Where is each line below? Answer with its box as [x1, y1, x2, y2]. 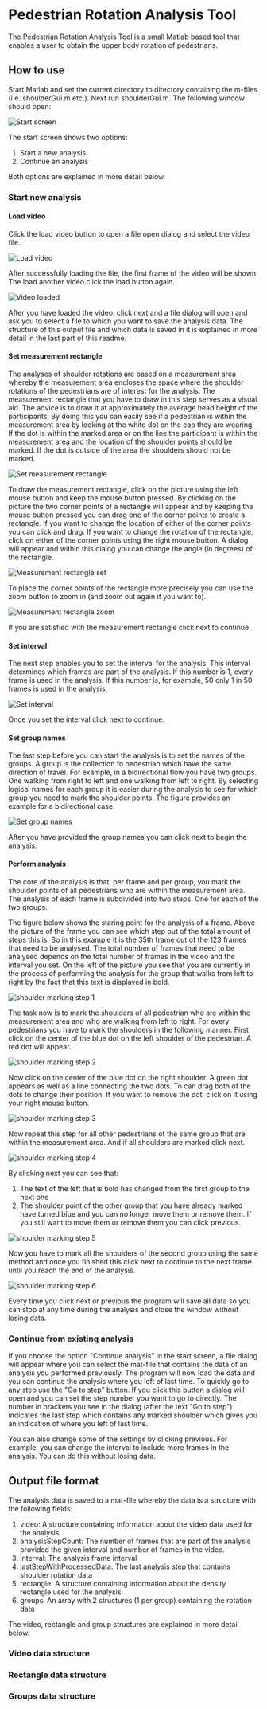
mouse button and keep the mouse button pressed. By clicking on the [8, 493, 237, 503]
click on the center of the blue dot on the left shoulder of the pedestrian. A [8, 1033, 252, 1043]
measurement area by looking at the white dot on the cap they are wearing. [8, 420, 254, 429]
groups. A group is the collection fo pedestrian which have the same [8, 759, 232, 769]
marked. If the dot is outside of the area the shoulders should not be [8, 445, 231, 455]
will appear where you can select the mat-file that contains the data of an [8, 1359, 248, 1369]
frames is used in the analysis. [8, 684, 108, 694]
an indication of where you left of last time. [8, 1418, 149, 1428]
